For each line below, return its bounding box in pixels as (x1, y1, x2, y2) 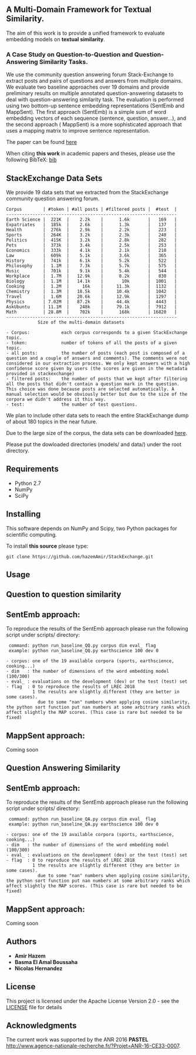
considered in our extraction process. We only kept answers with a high (6, 360, 191, 366)
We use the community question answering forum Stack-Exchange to (6, 71, 174, 78)
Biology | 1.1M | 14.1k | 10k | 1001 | (6, 278, 177, 284)
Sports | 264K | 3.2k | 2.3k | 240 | (6, 232, 177, 238)
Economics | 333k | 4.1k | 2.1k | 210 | (6, 247, 177, 253)
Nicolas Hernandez (14, 965, 63, 972)
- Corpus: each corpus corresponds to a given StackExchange (6, 329, 188, 335)
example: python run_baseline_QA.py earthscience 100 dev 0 (8, 821, 159, 827)
